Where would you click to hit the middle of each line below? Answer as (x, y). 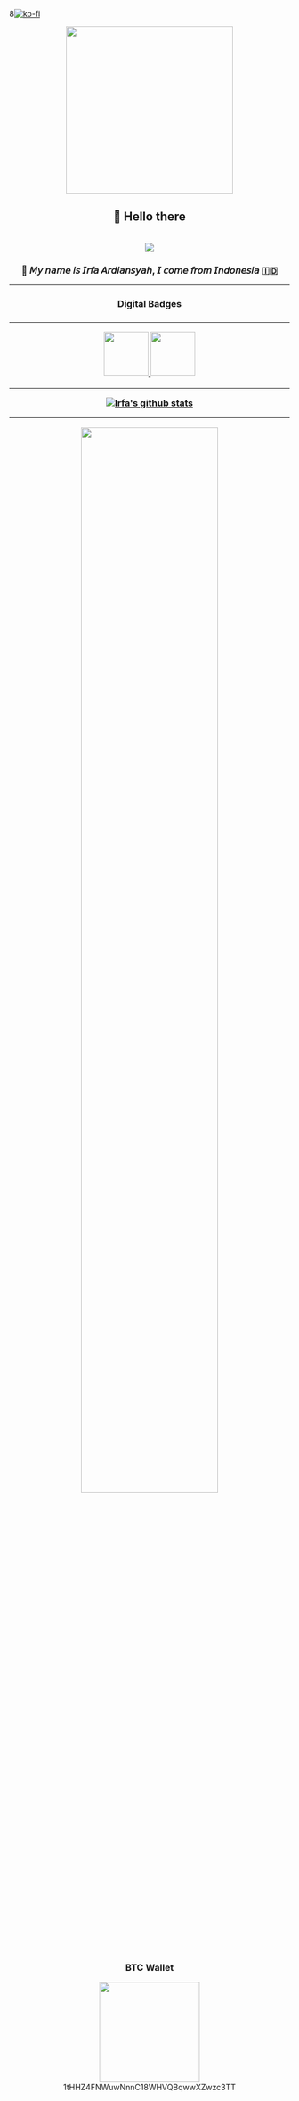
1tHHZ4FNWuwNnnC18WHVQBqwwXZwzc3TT (149, 2088)
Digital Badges (149, 304)
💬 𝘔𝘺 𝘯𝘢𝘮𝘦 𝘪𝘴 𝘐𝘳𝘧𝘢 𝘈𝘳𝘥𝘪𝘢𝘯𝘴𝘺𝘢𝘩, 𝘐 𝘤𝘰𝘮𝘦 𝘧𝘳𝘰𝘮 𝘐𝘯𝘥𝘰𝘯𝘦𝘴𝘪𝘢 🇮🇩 (149, 270)
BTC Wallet (149, 1967)
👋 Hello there (149, 217)
